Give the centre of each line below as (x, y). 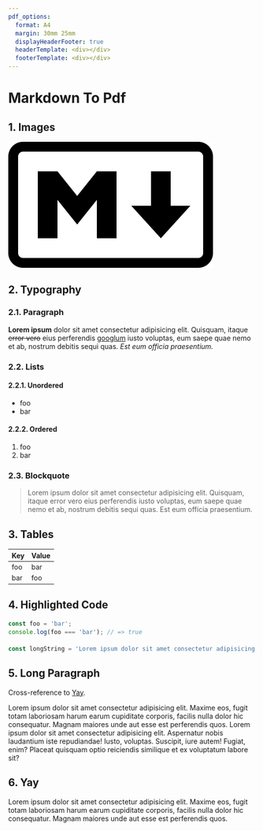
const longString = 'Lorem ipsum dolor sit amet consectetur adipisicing (132, 649)
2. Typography (45, 290)
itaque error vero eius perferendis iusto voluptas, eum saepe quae (135, 501)
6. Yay (24, 783)
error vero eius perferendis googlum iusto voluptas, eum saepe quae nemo (130, 338)
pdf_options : (30, 17)
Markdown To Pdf (67, 98)
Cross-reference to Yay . (47, 692)
